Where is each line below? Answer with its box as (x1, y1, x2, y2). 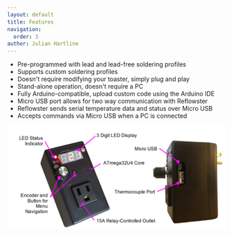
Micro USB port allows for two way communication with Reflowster (17, 97, 208, 105)
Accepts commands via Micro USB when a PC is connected (17, 111, 187, 120)
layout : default (7, 11, 54, 18)
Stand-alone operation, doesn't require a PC (17, 82, 144, 91)
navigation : (7, 26, 41, 33)
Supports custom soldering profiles (17, 68, 118, 76)
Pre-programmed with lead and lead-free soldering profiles (17, 60, 187, 69)
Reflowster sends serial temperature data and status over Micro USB (17, 105, 213, 113)
